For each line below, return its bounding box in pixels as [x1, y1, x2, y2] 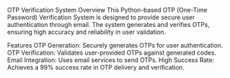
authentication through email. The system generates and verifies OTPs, [7, 21, 210, 28]
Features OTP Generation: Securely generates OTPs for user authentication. [7, 41, 223, 49]
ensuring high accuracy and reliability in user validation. [7, 28, 166, 36]
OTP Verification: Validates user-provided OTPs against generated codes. [7, 48, 216, 57]
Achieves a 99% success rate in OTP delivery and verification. [7, 64, 185, 71]
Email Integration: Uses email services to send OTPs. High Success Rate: [7, 56, 215, 64]
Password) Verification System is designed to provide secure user [7, 13, 195, 21]
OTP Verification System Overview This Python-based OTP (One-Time [7, 6, 208, 14]
